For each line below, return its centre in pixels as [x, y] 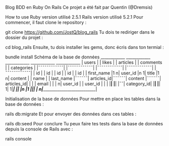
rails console [18, 139]
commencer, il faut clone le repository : [46, 22]
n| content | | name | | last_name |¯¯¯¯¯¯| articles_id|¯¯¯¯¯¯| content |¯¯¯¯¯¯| [83, 78]
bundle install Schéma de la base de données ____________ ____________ [78, 57]
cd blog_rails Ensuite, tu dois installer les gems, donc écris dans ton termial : [84, 47]
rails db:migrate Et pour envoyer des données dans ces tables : [71, 114]
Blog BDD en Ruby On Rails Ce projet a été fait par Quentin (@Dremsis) [79, 7]
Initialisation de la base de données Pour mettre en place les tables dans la [83, 99]
